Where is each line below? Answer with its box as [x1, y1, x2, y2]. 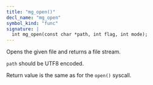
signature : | [6, 25, 39, 32]
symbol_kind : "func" [6, 20, 59, 26]
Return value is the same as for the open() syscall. [6, 72, 132, 79]
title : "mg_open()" [6, 8, 56, 15]
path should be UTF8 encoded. [6, 60, 84, 67]
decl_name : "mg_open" [6, 15, 61, 21]
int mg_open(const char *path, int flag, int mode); [12, 32, 148, 38]
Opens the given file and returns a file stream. [6, 48, 121, 55]
